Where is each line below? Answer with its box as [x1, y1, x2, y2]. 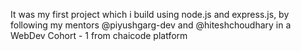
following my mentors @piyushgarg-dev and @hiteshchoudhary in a [10, 19, 292, 31]
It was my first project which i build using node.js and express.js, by [10, 9, 290, 20]
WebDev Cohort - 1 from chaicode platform [10, 30, 188, 41]
